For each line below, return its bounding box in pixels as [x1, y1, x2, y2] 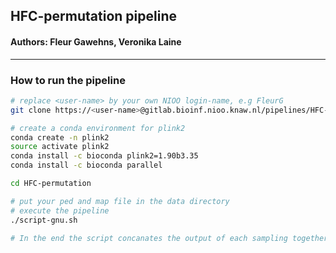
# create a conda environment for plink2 [10, 123, 186, 133]
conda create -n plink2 [10, 132, 110, 143]
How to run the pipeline [10, 73, 126, 87]
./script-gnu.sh [10, 215, 78, 225]
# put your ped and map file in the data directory [10, 196, 230, 206]
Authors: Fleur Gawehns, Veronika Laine [10, 35, 182, 48]
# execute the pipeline [10, 205, 110, 216]
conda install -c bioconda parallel [10, 160, 163, 171]
